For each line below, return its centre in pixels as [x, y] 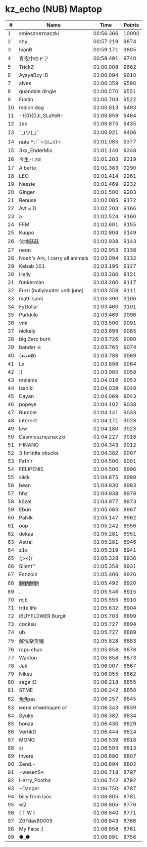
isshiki [26, 388]
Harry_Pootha [35, 780]
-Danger [29, 788]
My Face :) [31, 829]
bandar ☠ [30, 347]
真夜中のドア [34, 58]
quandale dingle [38, 91]
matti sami [31, 298]
